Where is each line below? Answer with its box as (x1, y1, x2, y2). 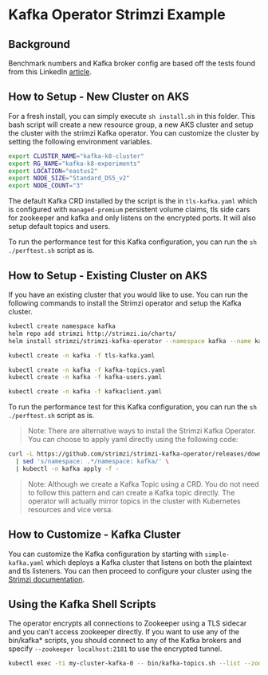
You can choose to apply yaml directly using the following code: (27, 435, 238, 444)
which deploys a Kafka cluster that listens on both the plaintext (45, 557, 253, 567)
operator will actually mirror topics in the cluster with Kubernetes (27, 496, 241, 506)
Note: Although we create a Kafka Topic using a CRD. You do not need (27, 479, 259, 488)
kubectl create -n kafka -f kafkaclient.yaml (8, 388, 162, 396)
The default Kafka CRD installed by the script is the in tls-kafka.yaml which (8, 196, 258, 206)
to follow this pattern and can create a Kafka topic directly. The (27, 487, 235, 497)
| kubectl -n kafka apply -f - (15, 464, 120, 472)
